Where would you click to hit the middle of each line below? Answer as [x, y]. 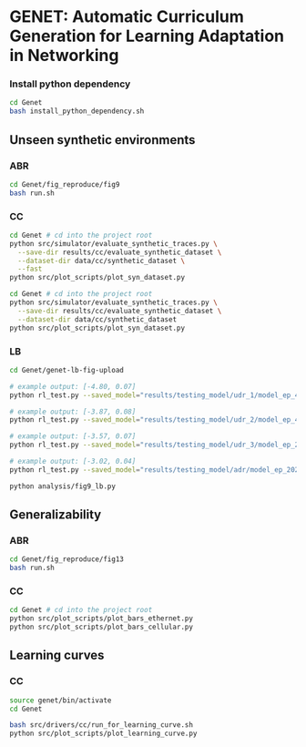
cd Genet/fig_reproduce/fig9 [65, 184]
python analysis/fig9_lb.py [63, 486]
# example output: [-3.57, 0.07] [73, 436]
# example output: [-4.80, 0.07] [73, 386]
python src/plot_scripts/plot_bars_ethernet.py [102, 619]
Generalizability [56, 515]
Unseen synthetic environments [102, 140]
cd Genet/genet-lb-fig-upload [67, 370]
